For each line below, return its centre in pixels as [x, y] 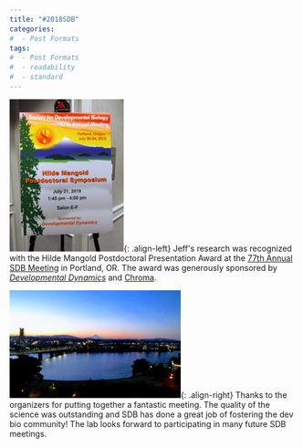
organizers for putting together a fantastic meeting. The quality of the [140, 404]
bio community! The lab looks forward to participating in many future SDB [148, 423]
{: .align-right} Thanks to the [234, 395]
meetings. [28, 433]
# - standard [37, 78]
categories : [32, 29]
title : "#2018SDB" [44, 19]
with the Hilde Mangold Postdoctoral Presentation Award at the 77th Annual [151, 258]
